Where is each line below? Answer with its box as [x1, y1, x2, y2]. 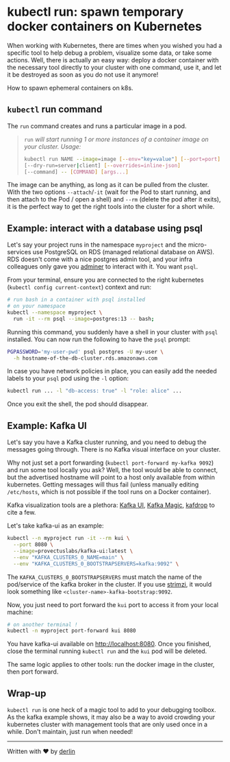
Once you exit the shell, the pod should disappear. [7, 400, 149, 408]
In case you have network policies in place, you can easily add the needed [7, 367, 217, 376]
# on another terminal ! [7, 621, 78, 628]
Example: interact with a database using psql [7, 222, 203, 234]
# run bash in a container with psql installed [7, 296, 146, 304]
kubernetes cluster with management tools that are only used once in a [7, 720, 207, 728]
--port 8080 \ [13, 541, 53, 548]
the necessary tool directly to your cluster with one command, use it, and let [7, 63, 222, 71]
